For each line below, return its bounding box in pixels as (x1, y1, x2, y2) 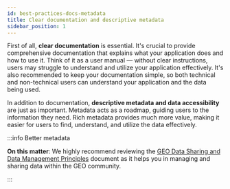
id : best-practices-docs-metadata (7, 10, 106, 17)
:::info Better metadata (7, 134, 71, 142)
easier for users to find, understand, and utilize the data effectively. (7, 121, 197, 129)
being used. (7, 85, 41, 93)
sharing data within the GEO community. (7, 162, 122, 170)
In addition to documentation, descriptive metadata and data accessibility (7, 99, 220, 107)
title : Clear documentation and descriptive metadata (7, 16, 165, 23)
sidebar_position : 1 (7, 23, 67, 30)
